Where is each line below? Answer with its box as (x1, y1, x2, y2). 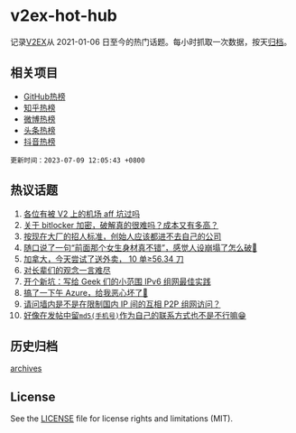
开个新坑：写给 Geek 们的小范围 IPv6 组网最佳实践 (23, 276, 211, 287)
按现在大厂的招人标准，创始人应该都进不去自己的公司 (23, 231, 222, 242)
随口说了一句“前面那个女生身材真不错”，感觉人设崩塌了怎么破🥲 (23, 242, 258, 253)
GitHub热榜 (23, 91, 66, 102)
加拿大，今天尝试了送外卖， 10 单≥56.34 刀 (23, 253, 184, 264)
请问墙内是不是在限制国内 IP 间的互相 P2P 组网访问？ (23, 299, 221, 309)
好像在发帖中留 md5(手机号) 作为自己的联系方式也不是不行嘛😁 (23, 309, 246, 320)
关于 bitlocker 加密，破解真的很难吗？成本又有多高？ (23, 219, 219, 230)
